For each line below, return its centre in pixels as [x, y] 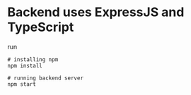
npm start [22, 84]
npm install [25, 65]
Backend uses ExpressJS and [96, 12]
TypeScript [41, 27]
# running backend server [45, 78]
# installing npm [33, 59]
